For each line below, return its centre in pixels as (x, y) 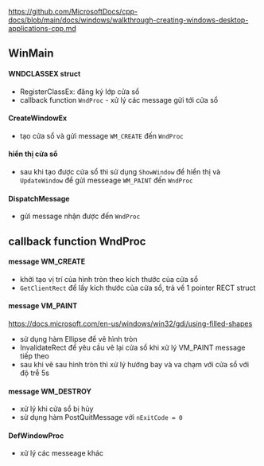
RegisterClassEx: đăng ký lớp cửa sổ (80, 92)
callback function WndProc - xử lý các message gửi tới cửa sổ (119, 100)
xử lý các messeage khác (62, 453)
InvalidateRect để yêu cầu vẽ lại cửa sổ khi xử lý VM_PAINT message (132, 347)
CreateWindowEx (38, 118)
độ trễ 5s (35, 373)
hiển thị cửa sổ (33, 154)
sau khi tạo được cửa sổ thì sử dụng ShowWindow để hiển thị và (120, 172)
